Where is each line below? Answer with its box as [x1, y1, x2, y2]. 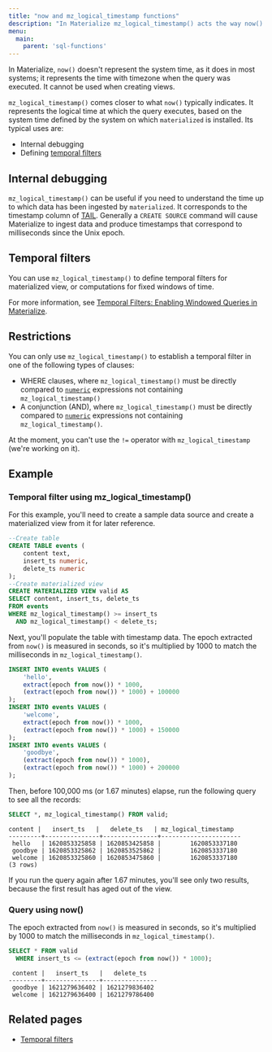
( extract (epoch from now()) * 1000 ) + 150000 [23, 725, 180, 734]
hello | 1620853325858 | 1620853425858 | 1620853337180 [11, 839, 238, 848]
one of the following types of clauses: [8, 360, 135, 370]
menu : [8, 27, 27, 35]
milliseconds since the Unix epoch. [8, 227, 126, 237]
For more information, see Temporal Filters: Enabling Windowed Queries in [8, 297, 257, 307]
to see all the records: [8, 795, 81, 804]
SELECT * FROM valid [8, 947, 79, 955]
